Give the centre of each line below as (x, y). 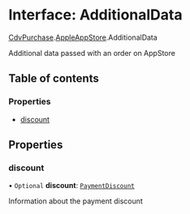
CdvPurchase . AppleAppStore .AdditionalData (83, 37)
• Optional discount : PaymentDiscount (72, 186)
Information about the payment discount (76, 201)
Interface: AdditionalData (95, 15)
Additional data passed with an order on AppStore (92, 53)
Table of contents (54, 79)
